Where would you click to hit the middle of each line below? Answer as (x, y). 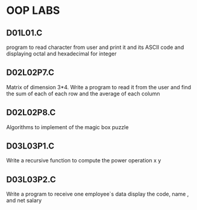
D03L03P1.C (30, 146)
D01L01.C (24, 33)
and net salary (24, 200)
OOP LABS (33, 11)
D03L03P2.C (31, 180)
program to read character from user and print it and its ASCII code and (95, 47)
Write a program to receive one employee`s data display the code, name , (98, 194)
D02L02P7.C (30, 73)
